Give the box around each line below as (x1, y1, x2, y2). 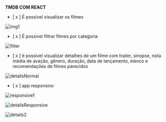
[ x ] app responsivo (12, 82, 54, 88)
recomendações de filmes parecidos (12, 63, 88, 69)
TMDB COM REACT (5, 4, 46, 10)
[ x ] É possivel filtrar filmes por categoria (12, 33, 98, 39)
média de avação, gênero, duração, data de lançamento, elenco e (12, 58, 148, 64)
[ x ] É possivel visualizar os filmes (12, 14, 83, 19)
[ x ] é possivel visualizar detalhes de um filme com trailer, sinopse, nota (12, 52, 161, 58)
